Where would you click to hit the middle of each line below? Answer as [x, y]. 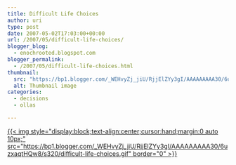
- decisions [31, 99]
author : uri [25, 20]
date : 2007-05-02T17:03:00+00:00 [56, 33]
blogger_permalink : [36, 60]
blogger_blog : [28, 46]
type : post [23, 27]
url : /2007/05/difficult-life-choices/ [66, 40]
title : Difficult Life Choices [53, 14]
